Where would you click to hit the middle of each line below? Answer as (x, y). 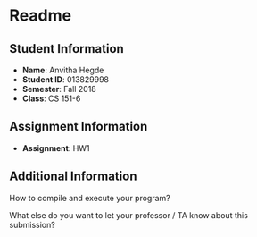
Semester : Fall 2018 (59, 89)
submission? (32, 224)
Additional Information (73, 177)
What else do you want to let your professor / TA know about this (128, 215)
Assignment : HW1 (56, 148)
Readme (41, 16)
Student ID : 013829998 (66, 80)
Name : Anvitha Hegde (63, 70)
